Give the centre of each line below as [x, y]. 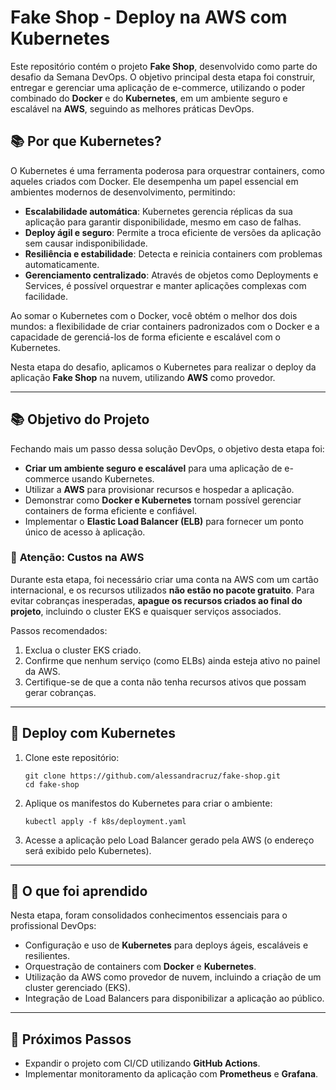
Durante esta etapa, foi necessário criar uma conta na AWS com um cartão [164, 579]
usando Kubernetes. [113, 478]
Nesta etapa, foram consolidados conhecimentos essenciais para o [149, 915]
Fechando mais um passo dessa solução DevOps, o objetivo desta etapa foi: [167, 448]
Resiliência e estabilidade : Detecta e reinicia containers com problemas [173, 253]
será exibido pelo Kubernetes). [88, 850]
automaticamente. [62, 264]
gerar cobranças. [60, 692]
